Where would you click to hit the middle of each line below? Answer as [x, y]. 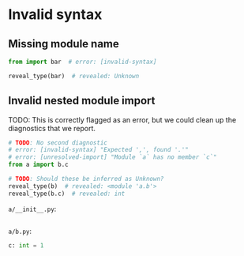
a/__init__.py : [32, 209]
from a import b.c [38, 165]
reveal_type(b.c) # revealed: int [67, 194]
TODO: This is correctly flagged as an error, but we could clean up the [122, 119]
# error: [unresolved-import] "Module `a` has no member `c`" [113, 157]
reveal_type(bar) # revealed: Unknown [74, 76]
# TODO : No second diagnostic [58, 143]
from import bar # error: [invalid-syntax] [83, 62]
